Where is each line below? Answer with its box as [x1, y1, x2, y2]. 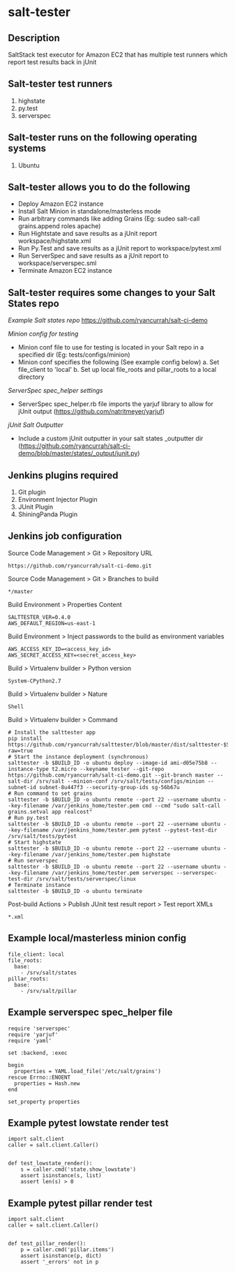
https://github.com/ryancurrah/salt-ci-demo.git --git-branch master [8, 772, 215, 779]
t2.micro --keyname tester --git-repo [52, 765, 165, 772]
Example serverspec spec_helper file [8, 1006, 173, 1019]
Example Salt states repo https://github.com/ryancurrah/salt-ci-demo [8, 316, 208, 324]
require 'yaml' [8, 1037, 52, 1044]
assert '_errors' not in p [20, 1259, 99, 1266]
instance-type [8, 765, 50, 772]
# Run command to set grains [8, 790, 93, 797]
